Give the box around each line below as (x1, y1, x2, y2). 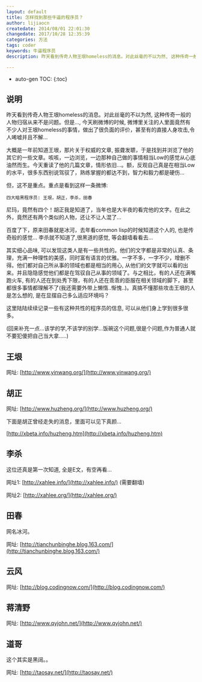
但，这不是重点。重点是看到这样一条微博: (6, 181, 108, 189)
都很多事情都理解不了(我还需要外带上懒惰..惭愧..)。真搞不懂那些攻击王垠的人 (6, 284, 195, 291)
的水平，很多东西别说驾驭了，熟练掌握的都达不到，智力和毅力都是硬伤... (6, 169, 185, 176)
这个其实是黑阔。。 (6, 656, 51, 663)
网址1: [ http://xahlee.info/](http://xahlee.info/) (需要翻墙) (6, 478, 145, 486)
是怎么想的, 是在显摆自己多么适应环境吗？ (6, 292, 109, 299)
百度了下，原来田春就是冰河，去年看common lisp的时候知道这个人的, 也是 (6, 227, 189, 234)
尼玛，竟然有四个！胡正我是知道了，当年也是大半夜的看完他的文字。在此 (6, 206, 185, 213)
